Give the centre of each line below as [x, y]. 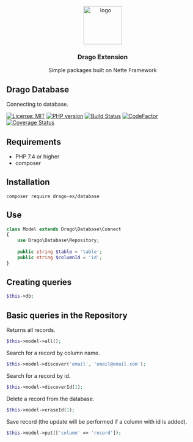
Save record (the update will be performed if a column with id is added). [97, 421]
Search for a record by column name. [53, 353]
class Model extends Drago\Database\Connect [64, 229]
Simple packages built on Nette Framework [103, 70]
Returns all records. [31, 330]
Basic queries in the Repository [67, 315]
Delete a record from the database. [50, 399]
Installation [28, 182]
